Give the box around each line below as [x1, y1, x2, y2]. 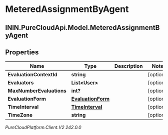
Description [114, 63, 143, 70]
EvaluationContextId [7, 71, 57, 78]
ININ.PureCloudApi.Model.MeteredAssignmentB [5, 23, 160, 32]
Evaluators [7, 79, 34, 86]
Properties [5, 48, 39, 56]
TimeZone [7, 112, 33, 119]
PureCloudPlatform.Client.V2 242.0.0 [5, 125, 81, 131]
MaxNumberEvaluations [7, 87, 66, 94]
